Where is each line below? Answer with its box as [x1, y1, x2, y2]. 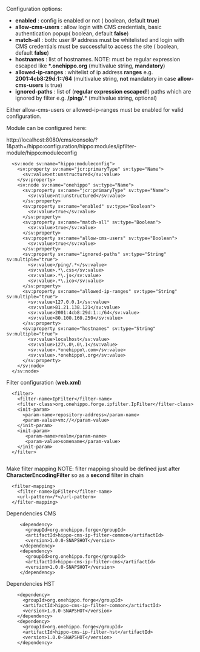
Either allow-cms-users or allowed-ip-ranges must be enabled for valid [6, 106, 184, 113]
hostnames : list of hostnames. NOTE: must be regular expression [15, 56, 181, 63]
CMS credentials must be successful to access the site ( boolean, [15, 43, 179, 50]
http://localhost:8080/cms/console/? [6, 136, 98, 143]
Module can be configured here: [6, 125, 87, 131]
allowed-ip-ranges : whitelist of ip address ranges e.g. [15, 69, 153, 75]
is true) [44, 81, 62, 89]
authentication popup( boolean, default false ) [15, 30, 129, 37]
